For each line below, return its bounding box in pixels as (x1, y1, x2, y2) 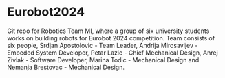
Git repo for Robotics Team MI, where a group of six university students (7, 27, 210, 35)
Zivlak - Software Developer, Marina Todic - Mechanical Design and (7, 55, 200, 64)
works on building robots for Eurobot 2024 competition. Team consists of (7, 34, 215, 42)
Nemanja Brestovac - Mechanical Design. (7, 63, 125, 71)
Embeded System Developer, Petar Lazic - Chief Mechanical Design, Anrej (7, 49, 218, 57)
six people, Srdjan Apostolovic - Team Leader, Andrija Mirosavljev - (7, 41, 198, 49)
